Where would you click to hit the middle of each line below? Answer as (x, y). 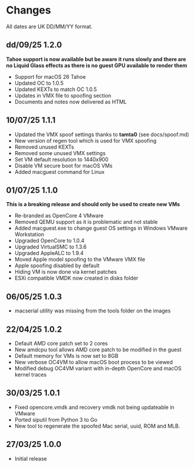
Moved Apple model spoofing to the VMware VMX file (80, 260)
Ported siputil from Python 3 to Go (56, 419)
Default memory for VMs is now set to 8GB (66, 356)
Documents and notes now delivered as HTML (71, 102)
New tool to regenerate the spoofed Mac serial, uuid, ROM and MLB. (97, 426)
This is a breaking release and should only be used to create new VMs (93, 204)
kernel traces (31, 374)
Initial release (31, 458)
